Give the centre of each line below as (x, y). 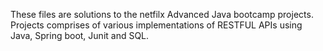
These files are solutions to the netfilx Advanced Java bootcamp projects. (162, 14)
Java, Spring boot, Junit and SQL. (80, 35)
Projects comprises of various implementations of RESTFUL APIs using (156, 25)
